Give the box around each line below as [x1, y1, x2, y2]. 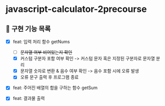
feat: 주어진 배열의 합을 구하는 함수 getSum [12, 85, 98, 91]
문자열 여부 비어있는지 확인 [20, 49, 73, 55]
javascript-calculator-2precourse [5, 3, 147, 15]
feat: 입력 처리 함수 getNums [12, 39, 70, 44]
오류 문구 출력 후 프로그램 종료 [20, 74, 79, 80]
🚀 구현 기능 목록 [5, 24, 51, 33]
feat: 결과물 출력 [12, 96, 45, 102]
